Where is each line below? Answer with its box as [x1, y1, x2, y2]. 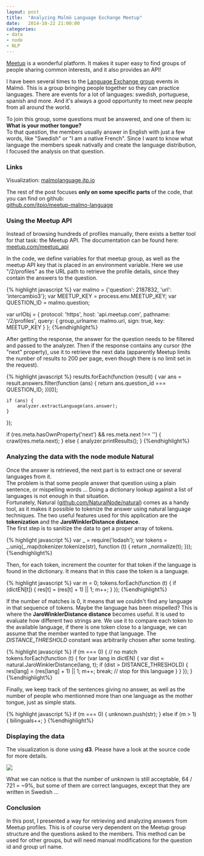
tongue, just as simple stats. [6, 699, 76, 706]
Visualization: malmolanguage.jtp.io [6, 177, 95, 184]
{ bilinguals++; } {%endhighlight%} [6, 717, 94, 724]
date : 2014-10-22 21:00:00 [6, 20, 80, 26]
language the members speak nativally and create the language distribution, [6, 141, 197, 148]
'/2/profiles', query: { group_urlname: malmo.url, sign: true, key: [6, 317, 165, 325]
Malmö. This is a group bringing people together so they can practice [6, 84, 180, 91]
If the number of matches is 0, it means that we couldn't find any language [6, 597, 192, 605]
